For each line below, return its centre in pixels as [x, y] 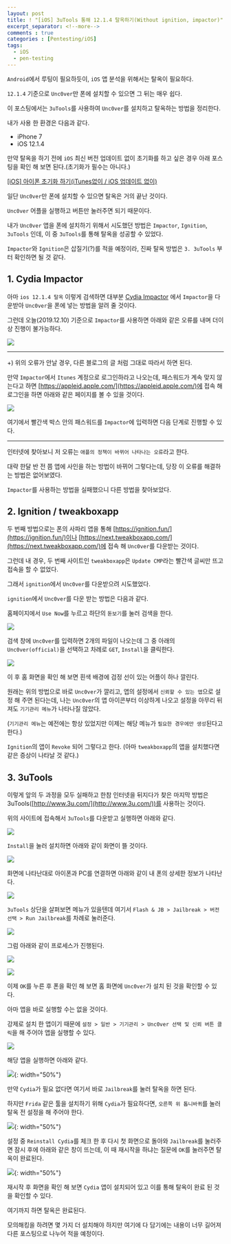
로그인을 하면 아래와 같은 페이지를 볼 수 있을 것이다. [76, 394]
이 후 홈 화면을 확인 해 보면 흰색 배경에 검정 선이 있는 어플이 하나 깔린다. [103, 677]
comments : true [30, 33]
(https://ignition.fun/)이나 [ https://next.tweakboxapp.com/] [90, 537]
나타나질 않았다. [79, 709]
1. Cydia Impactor [45, 279]
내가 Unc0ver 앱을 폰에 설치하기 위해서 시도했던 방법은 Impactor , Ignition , [107, 225]
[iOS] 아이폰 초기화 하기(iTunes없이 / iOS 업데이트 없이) [82, 181]
